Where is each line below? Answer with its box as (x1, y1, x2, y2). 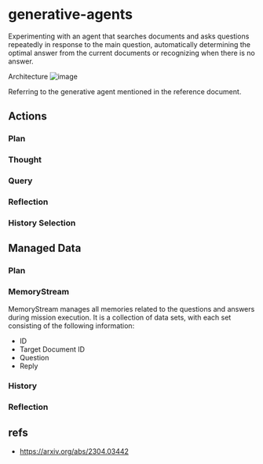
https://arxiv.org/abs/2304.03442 (19, 447, 130, 456)
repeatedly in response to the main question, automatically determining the (8, 39, 251, 49)
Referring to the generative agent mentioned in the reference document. (8, 86, 242, 96)
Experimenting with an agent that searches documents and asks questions (8, 31, 250, 41)
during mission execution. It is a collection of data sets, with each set (8, 312, 232, 322)
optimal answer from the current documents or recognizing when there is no (8, 48, 255, 57)
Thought (8, 155, 42, 166)
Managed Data (8, 242, 82, 255)
